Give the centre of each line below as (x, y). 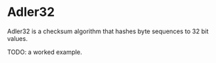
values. (17, 38)
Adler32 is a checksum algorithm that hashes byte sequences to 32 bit (108, 31)
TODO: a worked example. (45, 52)
